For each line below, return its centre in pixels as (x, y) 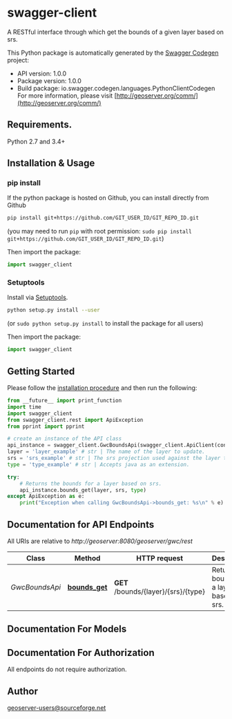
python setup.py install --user (54, 310)
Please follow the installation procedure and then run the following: (102, 388)
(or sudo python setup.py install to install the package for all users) (105, 323)
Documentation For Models (67, 629)
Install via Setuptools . (38, 298)
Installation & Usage (51, 163)
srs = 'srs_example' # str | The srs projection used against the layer (114, 459)
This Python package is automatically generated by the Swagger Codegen (113, 53)
